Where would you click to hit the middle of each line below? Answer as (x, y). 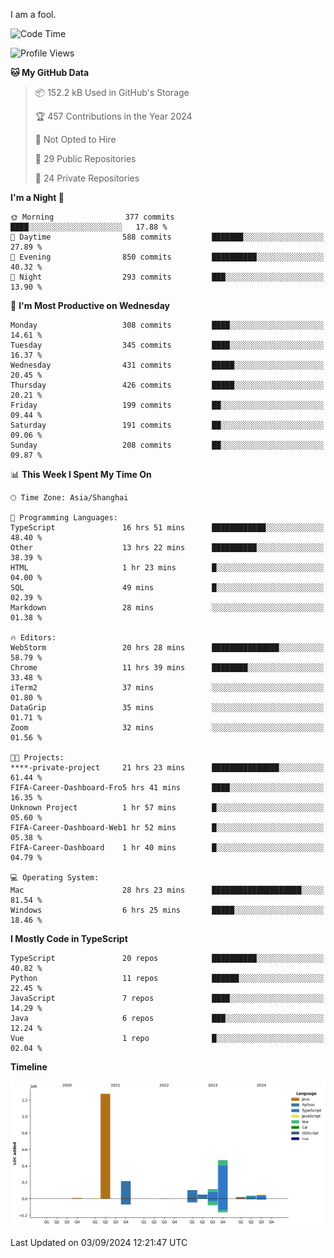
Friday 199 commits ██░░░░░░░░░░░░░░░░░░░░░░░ (167, 405)
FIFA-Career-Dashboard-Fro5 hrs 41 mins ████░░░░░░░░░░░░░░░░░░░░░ (167, 788)
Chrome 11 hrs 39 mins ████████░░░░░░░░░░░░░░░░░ (167, 668)
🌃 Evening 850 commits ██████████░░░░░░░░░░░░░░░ (167, 257)
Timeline (29, 1067)
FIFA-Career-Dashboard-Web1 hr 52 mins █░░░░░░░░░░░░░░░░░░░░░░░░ (167, 828)
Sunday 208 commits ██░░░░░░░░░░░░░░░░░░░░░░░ (167, 445)
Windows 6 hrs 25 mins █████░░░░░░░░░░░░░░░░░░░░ (167, 910)
